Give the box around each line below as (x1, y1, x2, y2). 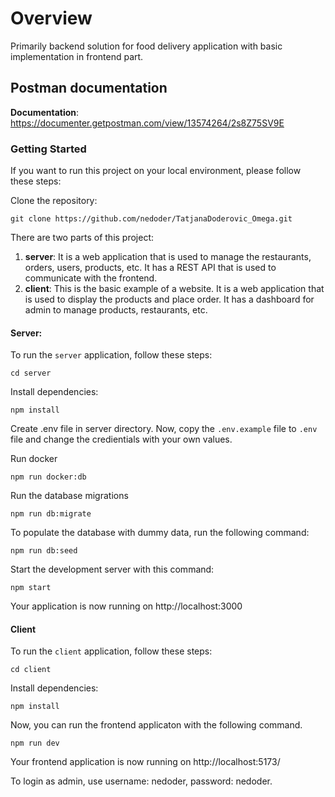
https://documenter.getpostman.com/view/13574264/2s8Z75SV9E (10, 117, 285, 129)
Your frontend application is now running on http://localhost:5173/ (10, 756, 281, 768)
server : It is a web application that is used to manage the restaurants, (24, 251, 312, 263)
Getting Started (10, 142, 87, 156)
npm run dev (10, 738, 60, 749)
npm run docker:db (10, 472, 87, 482)
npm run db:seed (10, 546, 78, 556)
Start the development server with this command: (10, 563, 215, 576)
